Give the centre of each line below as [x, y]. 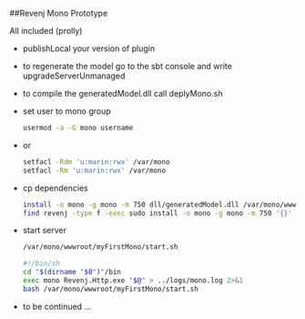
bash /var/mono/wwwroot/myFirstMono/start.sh [110, 289]
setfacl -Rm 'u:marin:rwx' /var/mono [94, 170]
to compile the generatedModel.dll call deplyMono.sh [122, 93]
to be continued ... [57, 306]
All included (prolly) [46, 31]
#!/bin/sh [41, 263]
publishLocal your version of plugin [89, 48]
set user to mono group [66, 111]
